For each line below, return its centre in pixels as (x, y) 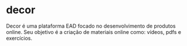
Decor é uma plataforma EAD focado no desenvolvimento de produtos (91, 26)
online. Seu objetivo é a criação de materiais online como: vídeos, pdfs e (94, 32)
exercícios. (19, 38)
